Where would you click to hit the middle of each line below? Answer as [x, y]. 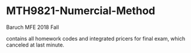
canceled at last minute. [35, 45]
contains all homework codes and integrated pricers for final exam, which [96, 38]
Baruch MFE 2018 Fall [33, 27]
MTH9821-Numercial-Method [81, 11]
